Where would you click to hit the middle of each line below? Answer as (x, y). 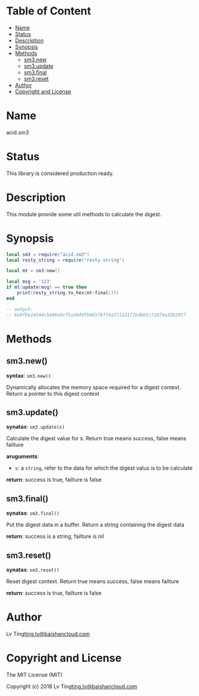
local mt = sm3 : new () (33, 271)
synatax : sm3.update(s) (35, 427)
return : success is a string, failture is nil (55, 536)
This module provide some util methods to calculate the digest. (84, 214)
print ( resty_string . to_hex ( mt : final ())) (68, 293)
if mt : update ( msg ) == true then (46, 287)
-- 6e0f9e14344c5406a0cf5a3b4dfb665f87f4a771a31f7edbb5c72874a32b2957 (96, 315)
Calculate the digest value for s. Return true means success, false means (97, 438)
